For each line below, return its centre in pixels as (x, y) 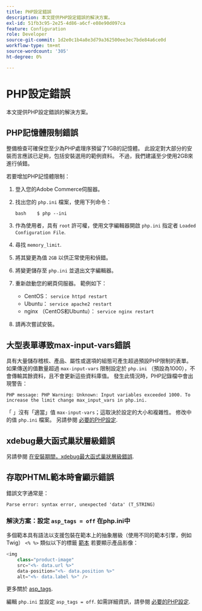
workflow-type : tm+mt (34, 46)
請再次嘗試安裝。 (36, 324)
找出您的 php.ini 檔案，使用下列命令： (63, 202)
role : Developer (27, 34)
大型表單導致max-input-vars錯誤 (69, 345)
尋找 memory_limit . (38, 245)
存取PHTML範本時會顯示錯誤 (60, 478)
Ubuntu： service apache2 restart (68, 304)
